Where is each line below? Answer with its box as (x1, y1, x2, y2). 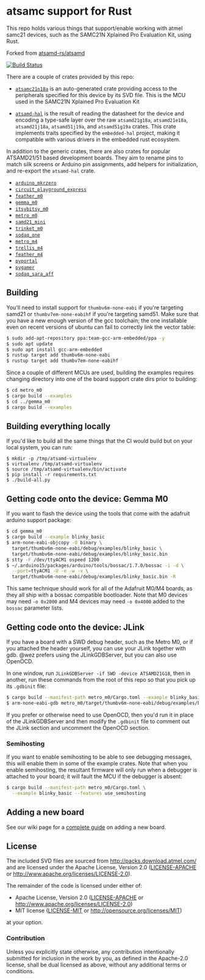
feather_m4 (15, 251, 43, 257)
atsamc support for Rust (6, 4, 132, 18)
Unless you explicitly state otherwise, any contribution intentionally (6, 948, 174, 955)
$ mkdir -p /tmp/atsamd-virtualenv (6, 455, 97, 462)
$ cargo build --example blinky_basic (6, 534, 105, 540)
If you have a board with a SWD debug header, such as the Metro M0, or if (6, 638, 193, 646)
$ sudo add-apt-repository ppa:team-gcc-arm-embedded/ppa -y (6, 335, 165, 341)
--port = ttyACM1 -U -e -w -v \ (12, 568, 88, 574)
